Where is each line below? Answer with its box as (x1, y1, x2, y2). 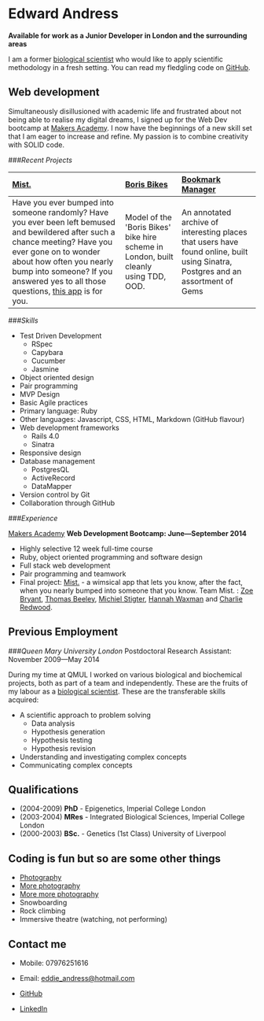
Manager (181, 183, 216, 194)
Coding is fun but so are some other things (8, 852, 222, 865)
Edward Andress (8, 5, 119, 23)
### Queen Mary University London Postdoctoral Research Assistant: (8, 646, 232, 656)
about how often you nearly (12, 256, 114, 267)
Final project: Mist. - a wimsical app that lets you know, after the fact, (19, 577, 244, 586)
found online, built (181, 246, 248, 257)
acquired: (8, 694, 39, 705)
